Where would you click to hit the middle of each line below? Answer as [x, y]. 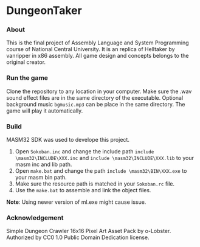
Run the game [27, 78]
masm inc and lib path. [43, 164]
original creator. [26, 62]
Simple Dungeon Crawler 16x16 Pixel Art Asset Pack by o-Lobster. [89, 231]
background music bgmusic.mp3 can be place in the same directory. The [96, 104]
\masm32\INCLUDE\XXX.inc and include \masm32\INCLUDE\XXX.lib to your [105, 158]
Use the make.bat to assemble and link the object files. [83, 190]
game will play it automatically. [45, 111]
